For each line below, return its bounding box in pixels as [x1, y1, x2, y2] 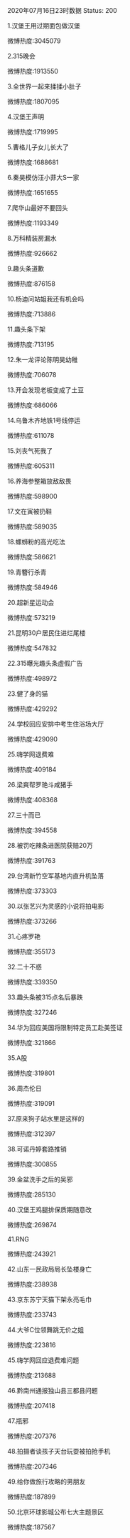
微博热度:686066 [7, 401, 58, 409]
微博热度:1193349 [7, 219, 59, 227]
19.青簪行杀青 [7, 568, 48, 576]
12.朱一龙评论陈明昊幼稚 [7, 356, 78, 364]
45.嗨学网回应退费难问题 [7, 1356, 80, 1364]
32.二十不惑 [7, 963, 43, 971]
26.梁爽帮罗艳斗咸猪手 [7, 781, 73, 789]
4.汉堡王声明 [7, 113, 45, 121]
